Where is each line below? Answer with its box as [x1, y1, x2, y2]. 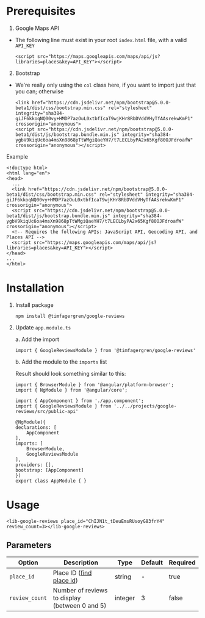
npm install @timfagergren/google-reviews [15, 313, 125, 319]
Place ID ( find [52, 569, 92, 577]
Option [18, 558, 38, 567]
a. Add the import [15, 336, 60, 343]
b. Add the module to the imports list [15, 358, 107, 365]
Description [63, 558, 99, 567]
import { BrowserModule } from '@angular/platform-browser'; [15, 381, 174, 388]
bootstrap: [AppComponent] [15, 467, 84, 473]
